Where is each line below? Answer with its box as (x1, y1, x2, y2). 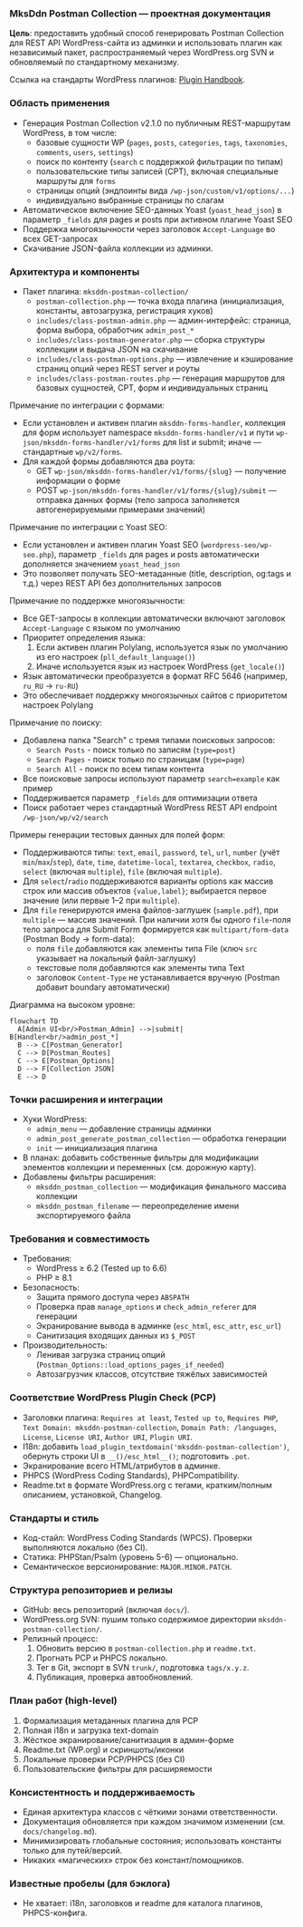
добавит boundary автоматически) (35, 982, 170, 993)
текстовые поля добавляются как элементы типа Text (35, 962, 245, 973)
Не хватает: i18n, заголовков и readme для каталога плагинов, (22, 1898, 263, 1909)
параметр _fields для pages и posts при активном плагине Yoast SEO (22, 214, 293, 225)
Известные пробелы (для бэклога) (9, 1877, 171, 1890)
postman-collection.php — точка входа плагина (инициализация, (35, 295, 285, 306)
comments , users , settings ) (35, 146, 134, 157)
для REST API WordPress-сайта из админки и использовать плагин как (9, 37, 283, 48)
